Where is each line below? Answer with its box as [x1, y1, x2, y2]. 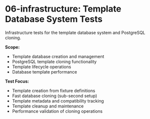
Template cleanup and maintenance [12, 103, 84, 109]
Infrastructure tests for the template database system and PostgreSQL [5, 30, 146, 35]
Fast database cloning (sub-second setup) [12, 93, 98, 99]
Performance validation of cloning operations [12, 108, 103, 114]
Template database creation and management [12, 53, 104, 59]
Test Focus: [5, 78, 29, 84]
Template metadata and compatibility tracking [12, 98, 104, 104]
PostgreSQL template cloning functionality [12, 59, 97, 64]
